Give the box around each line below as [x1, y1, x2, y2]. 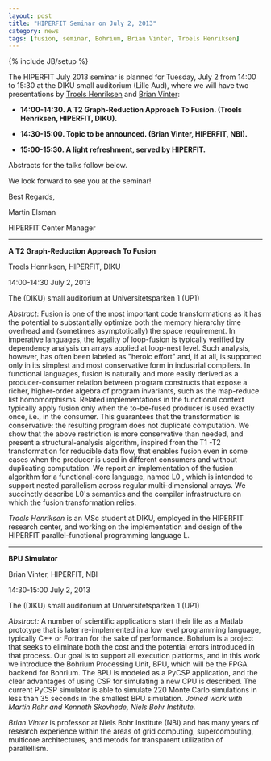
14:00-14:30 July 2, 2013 [8, 278, 91, 288]
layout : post [8, 11, 52, 20]
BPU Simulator [8, 554, 58, 564]
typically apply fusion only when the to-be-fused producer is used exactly [8, 403, 255, 413]
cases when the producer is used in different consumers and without [8, 455, 238, 465]
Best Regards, [8, 191, 55, 202]
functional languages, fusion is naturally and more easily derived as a [8, 369, 239, 379]
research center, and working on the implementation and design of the [8, 522, 243, 532]
